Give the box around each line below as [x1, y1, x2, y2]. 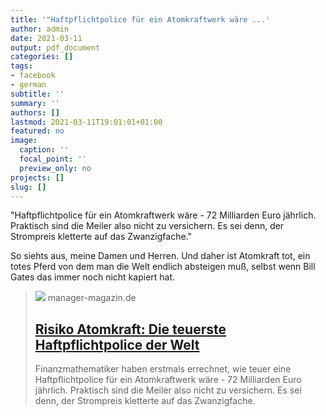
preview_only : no [19, 163, 92, 173]
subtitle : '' [10, 89, 65, 99]
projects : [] [10, 172, 65, 183]
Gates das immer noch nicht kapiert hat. [10, 271, 176, 283]
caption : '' [19, 145, 70, 155]
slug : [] [10, 182, 47, 192]
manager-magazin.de [47, 292, 137, 304]
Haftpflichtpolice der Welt [34, 336, 200, 353]
